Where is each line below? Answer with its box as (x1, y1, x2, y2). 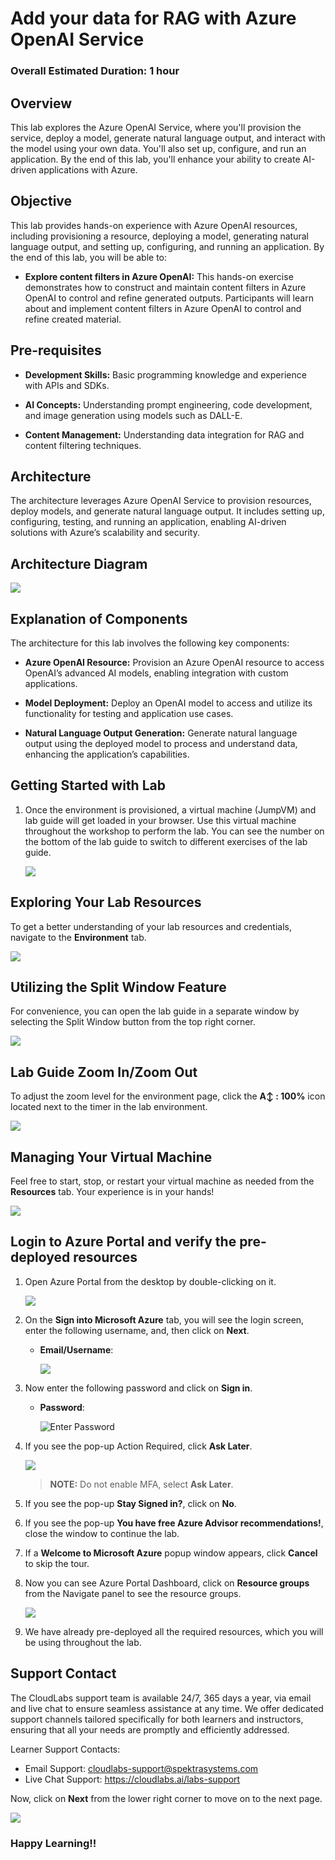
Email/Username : (39, 1343, 114, 1356)
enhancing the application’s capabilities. (24, 748, 190, 760)
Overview (10, 95, 73, 112)
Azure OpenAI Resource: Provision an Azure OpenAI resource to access (24, 656, 325, 668)
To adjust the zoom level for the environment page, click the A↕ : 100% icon (10, 1090, 326, 1102)
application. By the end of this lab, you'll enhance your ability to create (10, 153, 301, 165)
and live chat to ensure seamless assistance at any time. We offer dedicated (10, 1702, 324, 1714)
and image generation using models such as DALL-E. (24, 409, 243, 421)
